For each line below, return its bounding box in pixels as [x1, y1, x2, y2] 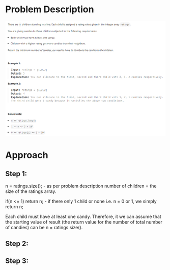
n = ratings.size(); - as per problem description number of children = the [5, 183, 157, 189]
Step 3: [5, 257, 29, 265]
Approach [5, 149, 48, 161]
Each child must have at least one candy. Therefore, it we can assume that [5, 213, 161, 220]
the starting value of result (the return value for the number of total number [5, 219, 163, 225]
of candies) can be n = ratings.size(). [5, 225, 83, 231]
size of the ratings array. [5, 188, 56, 194]
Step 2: [5, 239, 29, 248]
